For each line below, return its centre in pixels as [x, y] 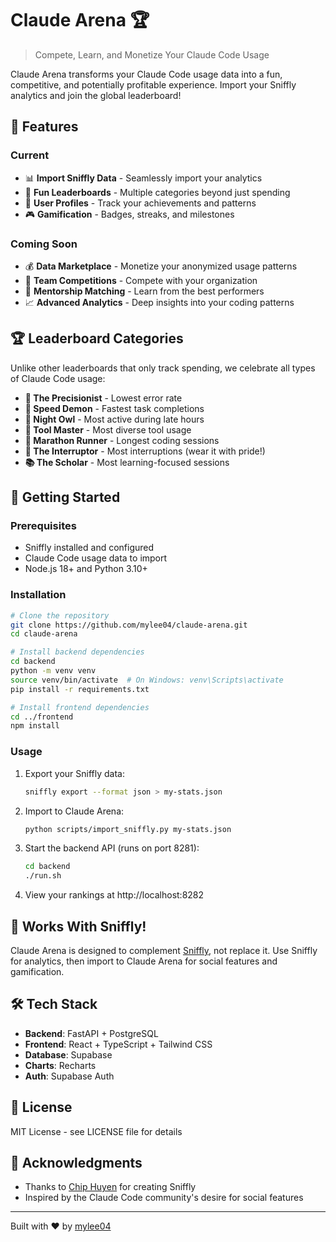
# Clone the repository [60, 615]
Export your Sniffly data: [75, 773]
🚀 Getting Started [65, 497]
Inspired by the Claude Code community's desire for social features [164, 1198]
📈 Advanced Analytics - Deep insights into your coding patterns [159, 302]
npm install [35, 726]
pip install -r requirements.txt [80, 689]
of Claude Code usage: [58, 378]
